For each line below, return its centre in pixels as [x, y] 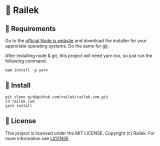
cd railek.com [20, 101]
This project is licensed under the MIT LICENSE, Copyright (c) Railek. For [80, 133]
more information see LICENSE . [37, 138]
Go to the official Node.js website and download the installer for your [76, 40]
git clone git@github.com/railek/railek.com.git [57, 97]
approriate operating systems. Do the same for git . [57, 46]
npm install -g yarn [27, 70]
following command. [26, 61]
